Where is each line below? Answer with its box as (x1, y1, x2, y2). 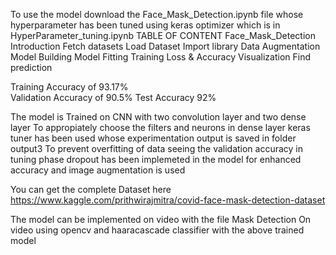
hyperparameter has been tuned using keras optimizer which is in (10, 19, 281, 31)
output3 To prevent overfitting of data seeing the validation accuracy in (10, 143, 304, 154)
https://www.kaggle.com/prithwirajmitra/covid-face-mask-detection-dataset (10, 194, 326, 206)
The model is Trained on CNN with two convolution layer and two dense (10, 111, 307, 123)
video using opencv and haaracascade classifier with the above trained (10, 224, 305, 236)
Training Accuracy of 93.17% (10, 81, 129, 93)
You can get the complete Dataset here (10, 184, 172, 195)
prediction (10, 62, 53, 73)
